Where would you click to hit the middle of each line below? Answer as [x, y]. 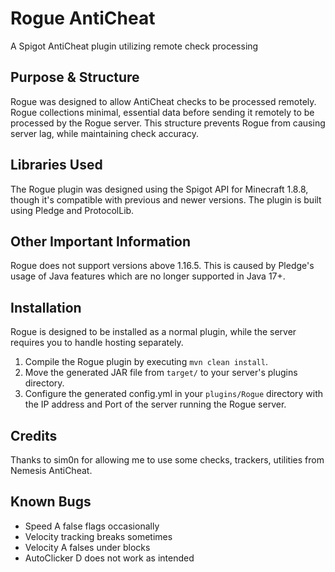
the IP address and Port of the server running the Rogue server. [155, 404]
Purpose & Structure [75, 77]
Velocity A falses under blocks [87, 547]
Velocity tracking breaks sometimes [98, 536]
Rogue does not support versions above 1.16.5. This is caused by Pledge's [162, 266]
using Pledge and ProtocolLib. [72, 210]
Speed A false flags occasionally [92, 526]
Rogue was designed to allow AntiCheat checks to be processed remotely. [163, 101]
